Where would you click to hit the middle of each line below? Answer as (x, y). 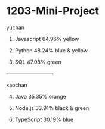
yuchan (16, 27)
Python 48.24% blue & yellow (51, 50)
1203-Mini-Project (53, 11)
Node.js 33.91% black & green (52, 108)
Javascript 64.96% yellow (47, 39)
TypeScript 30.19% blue (44, 119)
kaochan (17, 85)
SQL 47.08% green (38, 62)
